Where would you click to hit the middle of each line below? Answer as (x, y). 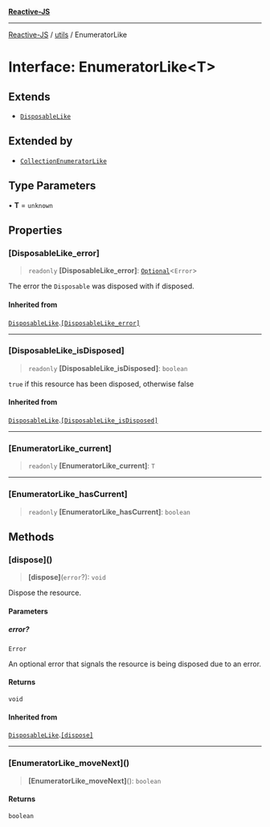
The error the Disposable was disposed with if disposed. (101, 286)
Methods (31, 537)
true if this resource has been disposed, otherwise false (101, 384)
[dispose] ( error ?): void (67, 577)
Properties (35, 231)
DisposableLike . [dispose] (51, 735)
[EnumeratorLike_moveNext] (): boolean (94, 780)
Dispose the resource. (45, 593)
